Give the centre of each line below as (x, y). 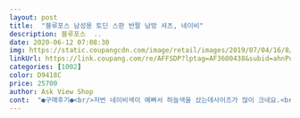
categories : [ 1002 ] (46, 67)
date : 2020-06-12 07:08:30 (59, 42)
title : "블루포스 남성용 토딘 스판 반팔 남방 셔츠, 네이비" (106, 26)
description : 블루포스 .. (56, 34)
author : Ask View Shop (51, 91)
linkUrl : (25, 59)
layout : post (33, 17)
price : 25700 (33, 83)
